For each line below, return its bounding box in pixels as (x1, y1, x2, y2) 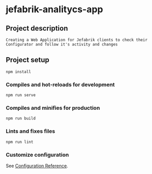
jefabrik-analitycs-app (6, 4, 104, 15)
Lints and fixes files (6, 128, 56, 135)
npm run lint (6, 139, 34, 144)
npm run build (6, 116, 36, 121)
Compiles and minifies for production (6, 105, 100, 112)
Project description (6, 24, 68, 33)
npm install (6, 69, 31, 74)
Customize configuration (6, 151, 69, 158)
